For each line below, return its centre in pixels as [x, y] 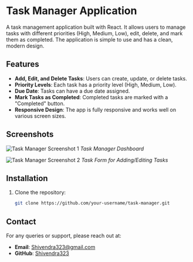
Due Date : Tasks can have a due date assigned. [72, 91]
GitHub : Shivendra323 [42, 253]
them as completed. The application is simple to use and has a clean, [89, 39]
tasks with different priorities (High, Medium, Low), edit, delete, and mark [94, 33]
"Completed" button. [40, 103]
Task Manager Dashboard [112, 149]
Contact [21, 221]
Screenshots [30, 134]
